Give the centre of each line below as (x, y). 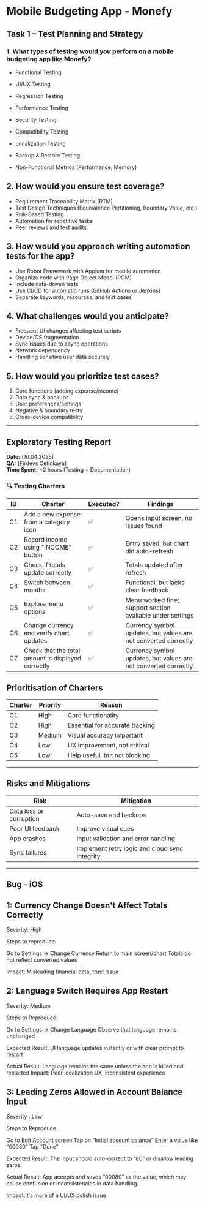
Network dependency (42, 350)
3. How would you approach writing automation (98, 247)
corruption (24, 818)
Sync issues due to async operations (62, 344)
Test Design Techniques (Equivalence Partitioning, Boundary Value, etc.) (106, 208)
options (35, 612)
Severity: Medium (28, 1005)
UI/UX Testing (33, 84)
